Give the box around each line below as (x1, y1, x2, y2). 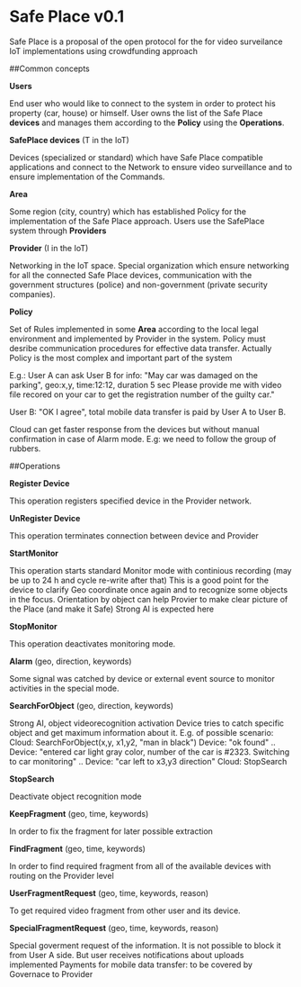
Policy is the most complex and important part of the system (9, 352, 233, 363)
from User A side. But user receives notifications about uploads (9, 949, 244, 960)
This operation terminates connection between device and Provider (9, 530, 259, 541)
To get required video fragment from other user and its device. (9, 905, 241, 916)
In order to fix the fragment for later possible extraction (9, 826, 214, 837)
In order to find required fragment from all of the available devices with (9, 860, 271, 871)
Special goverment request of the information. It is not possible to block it (9, 939, 281, 951)
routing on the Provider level (9, 870, 114, 881)
